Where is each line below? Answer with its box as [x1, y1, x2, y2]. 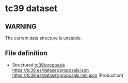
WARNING [5, 22, 37, 31]
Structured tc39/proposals [12, 62, 65, 68]
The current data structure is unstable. [5, 35, 82, 41]
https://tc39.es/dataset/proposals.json [12, 67, 89, 73]
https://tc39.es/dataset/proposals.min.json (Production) [12, 72, 124, 78]
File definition [5, 49, 48, 57]
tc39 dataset [5, 3, 58, 14]
